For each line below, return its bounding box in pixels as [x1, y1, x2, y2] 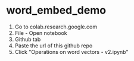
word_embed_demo [6, 4, 106, 17]
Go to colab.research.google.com [14, 23, 97, 30]
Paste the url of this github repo [14, 42, 93, 49]
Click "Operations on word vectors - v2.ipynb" [14, 48, 129, 55]
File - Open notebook [14, 29, 67, 36]
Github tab [14, 36, 41, 43]
